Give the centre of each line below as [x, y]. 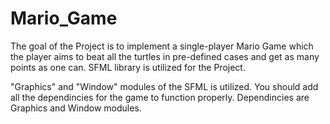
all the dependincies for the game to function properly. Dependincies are [160, 97]
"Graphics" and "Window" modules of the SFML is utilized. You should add [164, 86]
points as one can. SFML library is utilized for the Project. [128, 67]
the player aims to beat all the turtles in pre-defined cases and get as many [165, 56]
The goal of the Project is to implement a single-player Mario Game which [162, 46]
